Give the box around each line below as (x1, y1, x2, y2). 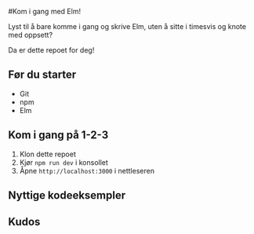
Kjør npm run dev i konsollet (19, 157, 108, 167)
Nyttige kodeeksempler (8, 188, 126, 203)
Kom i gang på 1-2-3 (8, 129, 109, 142)
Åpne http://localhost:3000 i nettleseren (19, 166, 155, 175)
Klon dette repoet (19, 149, 76, 159)
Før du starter (8, 68, 77, 82)
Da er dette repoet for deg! (8, 46, 95, 54)
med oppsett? (8, 31, 53, 39)
